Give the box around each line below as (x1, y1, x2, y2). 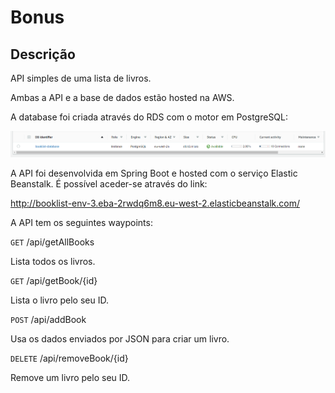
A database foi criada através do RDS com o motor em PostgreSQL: (10, 111, 289, 123)
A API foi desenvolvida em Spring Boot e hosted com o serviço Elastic (10, 167, 298, 179)
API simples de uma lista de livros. (10, 72, 152, 84)
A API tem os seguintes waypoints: (10, 216, 153, 228)
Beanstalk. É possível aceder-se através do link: (10, 177, 208, 190)
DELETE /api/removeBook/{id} (10, 352, 129, 364)
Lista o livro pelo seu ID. (10, 294, 110, 306)
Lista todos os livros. (10, 255, 96, 267)
